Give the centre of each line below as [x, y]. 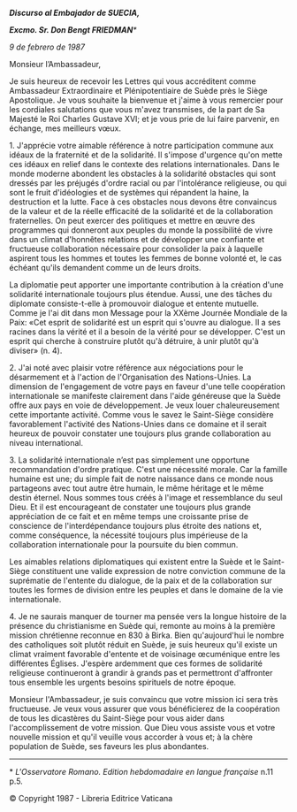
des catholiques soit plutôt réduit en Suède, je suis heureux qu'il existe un [143, 644]
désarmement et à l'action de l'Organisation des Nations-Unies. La [130, 377]
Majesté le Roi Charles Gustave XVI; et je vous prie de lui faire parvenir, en [145, 119]
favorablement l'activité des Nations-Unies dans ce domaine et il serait [138, 424]
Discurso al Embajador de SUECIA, [74, 13]
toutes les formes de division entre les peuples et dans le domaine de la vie [146, 590]
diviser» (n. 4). [36, 350]
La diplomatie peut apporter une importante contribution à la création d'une [147, 285]
